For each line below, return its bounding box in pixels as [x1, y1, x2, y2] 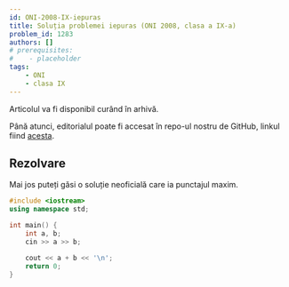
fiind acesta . [9, 130, 55, 140]
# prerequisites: [9, 46, 74, 55]
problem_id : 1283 [9, 29, 74, 38]
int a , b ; [25, 229, 62, 238]
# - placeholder [9, 54, 82, 63]
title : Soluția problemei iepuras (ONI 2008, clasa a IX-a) [9, 21, 237, 30]
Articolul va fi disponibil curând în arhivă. [9, 103, 159, 114]
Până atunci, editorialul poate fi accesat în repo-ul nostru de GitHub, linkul [9, 121, 280, 132]
